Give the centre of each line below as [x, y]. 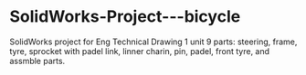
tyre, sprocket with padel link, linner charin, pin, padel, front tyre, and [140, 51]
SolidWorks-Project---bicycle [125, 17]
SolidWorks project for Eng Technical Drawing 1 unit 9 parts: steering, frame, [153, 42]
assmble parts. [37, 61]
